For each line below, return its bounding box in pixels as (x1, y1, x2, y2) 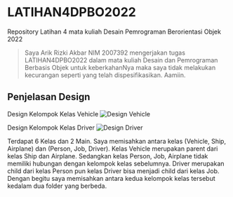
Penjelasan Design (7, 91, 91, 103)
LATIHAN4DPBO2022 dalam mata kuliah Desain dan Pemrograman (24, 55, 218, 64)
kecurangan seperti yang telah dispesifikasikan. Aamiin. (24, 71, 186, 79)
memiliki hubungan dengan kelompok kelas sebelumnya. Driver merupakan (7, 159, 225, 168)
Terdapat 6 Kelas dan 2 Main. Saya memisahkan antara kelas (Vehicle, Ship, (7, 137, 227, 145)
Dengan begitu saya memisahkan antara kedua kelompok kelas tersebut (7, 174, 215, 182)
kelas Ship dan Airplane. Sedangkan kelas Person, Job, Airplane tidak (7, 151, 208, 160)
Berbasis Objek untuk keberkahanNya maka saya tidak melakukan (24, 63, 216, 72)
